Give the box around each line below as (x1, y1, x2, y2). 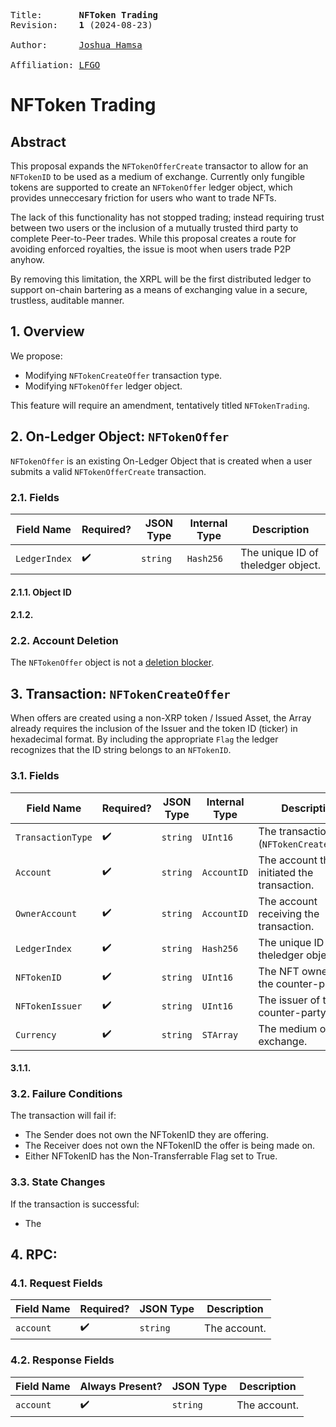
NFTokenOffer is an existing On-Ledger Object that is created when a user (10, 455, 313, 467)
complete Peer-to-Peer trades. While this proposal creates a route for (10, 233, 297, 244)
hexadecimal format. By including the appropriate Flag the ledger (10, 733, 279, 745)
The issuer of (258, 993, 321, 1007)
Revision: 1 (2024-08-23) (10, 20, 153, 30)
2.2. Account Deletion (10, 634, 119, 648)
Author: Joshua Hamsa (10, 40, 143, 50)
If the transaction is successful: (10, 1198, 140, 1210)
